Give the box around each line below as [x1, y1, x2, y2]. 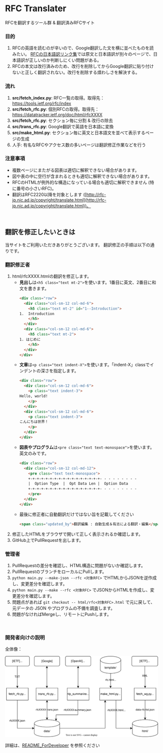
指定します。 [53, 368, 79, 374]
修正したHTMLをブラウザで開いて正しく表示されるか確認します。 [12, 531, 143, 537]
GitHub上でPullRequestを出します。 [12, 537, 84, 543]
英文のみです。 [19, 450, 49, 456]
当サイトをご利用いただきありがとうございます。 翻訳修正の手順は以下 [5, 242, 147, 248]
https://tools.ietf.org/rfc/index [12, 100, 71, 106]
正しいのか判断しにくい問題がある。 [29, 57, 102, 63]
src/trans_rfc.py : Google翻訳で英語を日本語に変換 [12, 123, 114, 129]
